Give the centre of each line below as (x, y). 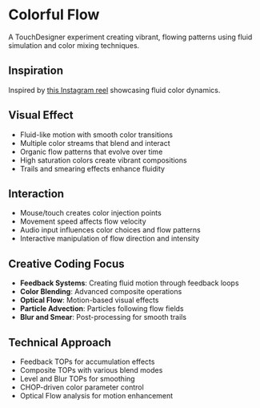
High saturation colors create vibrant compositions (103, 160)
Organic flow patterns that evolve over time (91, 151)
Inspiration (36, 71)
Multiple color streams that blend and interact (95, 143)
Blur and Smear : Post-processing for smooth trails (103, 317)
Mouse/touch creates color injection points (90, 213)
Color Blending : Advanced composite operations (101, 292)
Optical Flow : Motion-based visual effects (89, 300)
